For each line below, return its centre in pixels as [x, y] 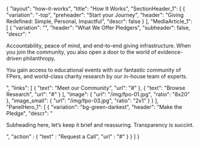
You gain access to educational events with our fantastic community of [94, 70]
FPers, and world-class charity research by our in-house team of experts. [97, 76]
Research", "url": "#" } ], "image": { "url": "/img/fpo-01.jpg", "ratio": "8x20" [98, 94]
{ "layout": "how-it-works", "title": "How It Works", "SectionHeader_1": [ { [96, 9]
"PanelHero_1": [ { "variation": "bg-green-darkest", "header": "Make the [94, 107]
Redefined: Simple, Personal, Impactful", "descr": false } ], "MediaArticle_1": [99, 21]
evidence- [170, 52]
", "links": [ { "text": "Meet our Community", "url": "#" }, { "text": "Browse [96, 88]
